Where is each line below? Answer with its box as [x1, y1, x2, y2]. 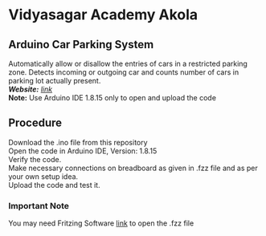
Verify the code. [8, 154, 62, 164]
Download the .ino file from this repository [8, 137, 148, 147]
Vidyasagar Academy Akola [8, 6, 198, 24]
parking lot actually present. [8, 76, 101, 85]
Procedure [8, 116, 63, 130]
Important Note [8, 200, 70, 211]
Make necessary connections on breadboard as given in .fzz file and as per [8, 163, 259, 173]
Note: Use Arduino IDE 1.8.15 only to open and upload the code [8, 93, 217, 102]
